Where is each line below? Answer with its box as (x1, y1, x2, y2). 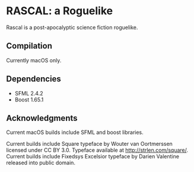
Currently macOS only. (6, 56, 62, 63)
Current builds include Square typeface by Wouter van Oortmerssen (6, 141, 173, 148)
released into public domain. (6, 159, 76, 167)
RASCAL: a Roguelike (6, 4, 113, 18)
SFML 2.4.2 (14, 90, 43, 97)
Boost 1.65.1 (14, 96, 44, 103)
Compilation (6, 41, 52, 51)
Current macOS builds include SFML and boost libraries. (6, 129, 144, 136)
